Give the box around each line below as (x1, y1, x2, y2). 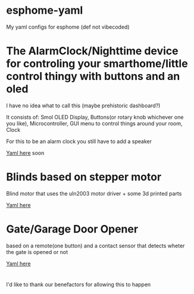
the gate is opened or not (6, 248, 68, 255)
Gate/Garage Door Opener (6, 222, 139, 236)
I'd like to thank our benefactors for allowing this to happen (6, 281, 151, 288)
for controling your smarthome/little (6, 57, 189, 70)
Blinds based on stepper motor (6, 171, 162, 184)
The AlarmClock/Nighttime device (6, 44, 179, 58)
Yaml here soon (6, 149, 45, 156)
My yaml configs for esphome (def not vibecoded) (6, 23, 130, 30)
